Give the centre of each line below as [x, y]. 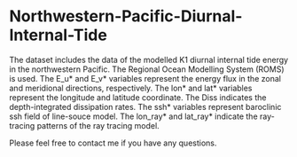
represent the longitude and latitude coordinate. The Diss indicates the [138, 97]
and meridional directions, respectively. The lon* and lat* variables [131, 88]
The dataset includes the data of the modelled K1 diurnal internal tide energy [149, 59]
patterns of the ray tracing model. [98, 125]
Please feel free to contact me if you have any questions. [113, 143]
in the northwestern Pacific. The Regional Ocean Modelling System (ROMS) [147, 69]
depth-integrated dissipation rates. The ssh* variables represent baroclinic [145, 106]
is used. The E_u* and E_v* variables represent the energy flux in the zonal [145, 78]
